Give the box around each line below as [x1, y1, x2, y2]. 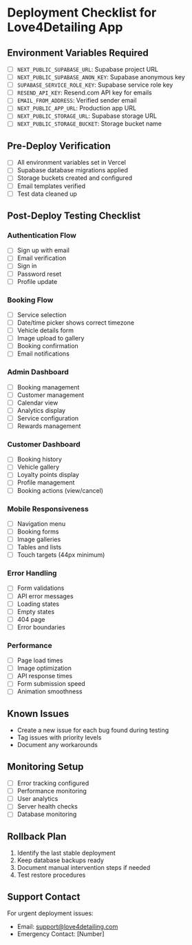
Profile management [17, 478, 75, 487]
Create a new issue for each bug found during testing [17, 726, 169, 735]
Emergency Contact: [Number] [17, 930, 105, 938]
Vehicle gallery [17, 463, 60, 471]
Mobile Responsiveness [7, 504, 89, 514]
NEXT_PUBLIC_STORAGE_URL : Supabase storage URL [17, 112, 157, 120]
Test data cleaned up [17, 190, 78, 198]
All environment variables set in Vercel [17, 159, 126, 167]
